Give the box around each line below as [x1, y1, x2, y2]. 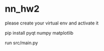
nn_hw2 [5, 3, 40, 15]
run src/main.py [5, 39, 38, 46]
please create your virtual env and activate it [5, 20, 99, 26]
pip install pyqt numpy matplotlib [5, 30, 74, 36]
